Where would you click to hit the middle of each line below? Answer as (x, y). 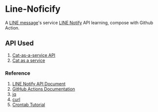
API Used (20, 43)
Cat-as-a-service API (34, 55)
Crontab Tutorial (28, 105)
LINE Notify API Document (39, 84)
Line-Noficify (33, 9)
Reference (18, 73)
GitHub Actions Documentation (43, 89)
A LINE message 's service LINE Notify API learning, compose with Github (79, 23)
